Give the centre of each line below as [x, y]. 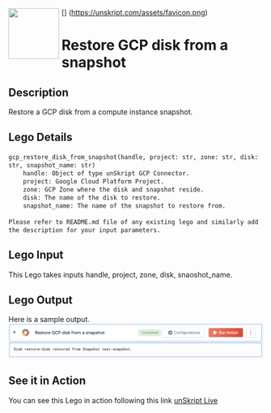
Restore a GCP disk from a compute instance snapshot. [101, 112]
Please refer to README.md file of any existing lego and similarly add [133, 222]
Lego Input [36, 255]
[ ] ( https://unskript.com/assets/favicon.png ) [135, 13]
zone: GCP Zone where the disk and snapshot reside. [114, 189]
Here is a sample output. [49, 320]
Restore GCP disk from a [145, 45]
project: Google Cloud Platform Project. [93, 181]
